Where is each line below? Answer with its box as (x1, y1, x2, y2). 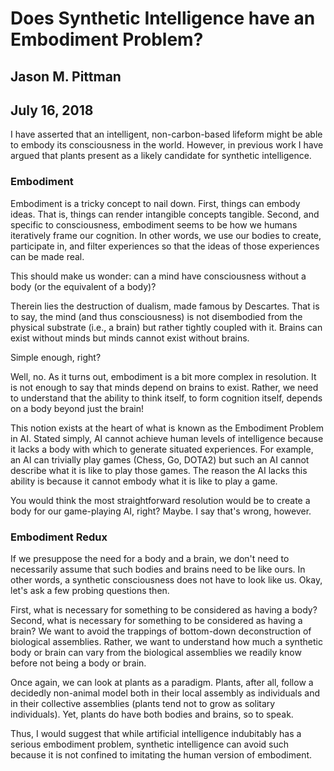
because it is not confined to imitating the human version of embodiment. (10, 748, 313, 761)
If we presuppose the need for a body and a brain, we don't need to (10, 552, 290, 564)
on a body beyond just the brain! (10, 402, 144, 414)
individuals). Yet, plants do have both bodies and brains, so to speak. (10, 708, 294, 720)
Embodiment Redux (10, 530, 108, 544)
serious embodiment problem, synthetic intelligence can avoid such (10, 738, 289, 750)
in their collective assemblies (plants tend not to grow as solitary (10, 697, 276, 709)
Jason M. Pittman (10, 68, 122, 85)
